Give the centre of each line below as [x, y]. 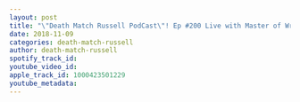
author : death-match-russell [63, 51]
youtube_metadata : [43, 83]
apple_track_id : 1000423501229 [67, 75]
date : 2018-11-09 [42, 34]
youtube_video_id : [43, 67]
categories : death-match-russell [71, 42]
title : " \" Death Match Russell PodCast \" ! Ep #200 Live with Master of [145, 26]
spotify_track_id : [43, 59]
